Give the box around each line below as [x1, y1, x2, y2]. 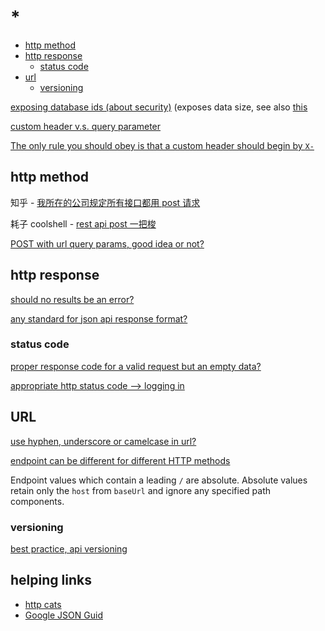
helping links [10, 572, 92, 589]
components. [10, 495, 65, 507]
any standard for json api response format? [10, 312, 188, 325]
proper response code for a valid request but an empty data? [10, 360, 262, 372]
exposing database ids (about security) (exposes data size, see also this [10, 101, 308, 113]
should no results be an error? [10, 293, 135, 305]
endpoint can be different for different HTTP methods [10, 454, 231, 466]
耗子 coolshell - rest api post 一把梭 [10, 217, 157, 230]
